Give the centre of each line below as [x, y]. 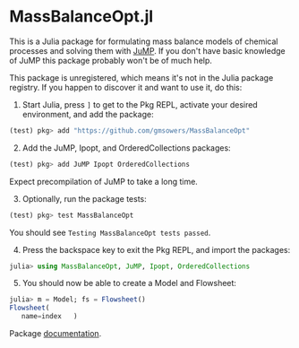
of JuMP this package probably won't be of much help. [111, 60]
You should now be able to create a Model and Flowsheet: [129, 283]
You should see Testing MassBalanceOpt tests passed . [110, 232]
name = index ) [49, 317]
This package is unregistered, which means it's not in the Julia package [141, 77]
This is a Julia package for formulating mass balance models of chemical [144, 41]
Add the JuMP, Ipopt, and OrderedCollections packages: [126, 148]
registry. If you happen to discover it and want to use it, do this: [126, 87]
